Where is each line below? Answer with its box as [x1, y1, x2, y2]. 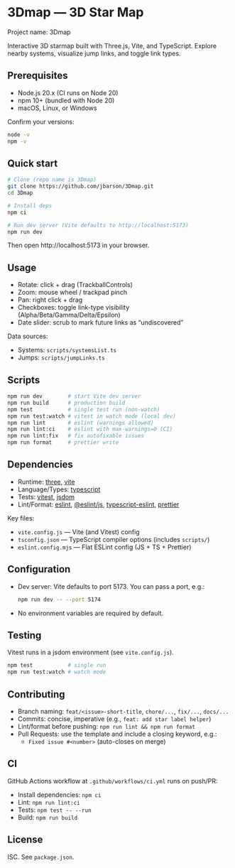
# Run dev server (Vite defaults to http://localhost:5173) [7, 222, 190, 229]
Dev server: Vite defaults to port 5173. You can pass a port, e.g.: [17, 582, 205, 590]
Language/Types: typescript [17, 484, 101, 494]
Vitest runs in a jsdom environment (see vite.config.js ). [7, 648, 174, 657]
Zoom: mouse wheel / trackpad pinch [17, 288, 128, 297]
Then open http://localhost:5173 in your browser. [7, 241, 150, 249]
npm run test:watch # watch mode [7, 668, 106, 676]
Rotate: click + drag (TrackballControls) [17, 281, 133, 289]
